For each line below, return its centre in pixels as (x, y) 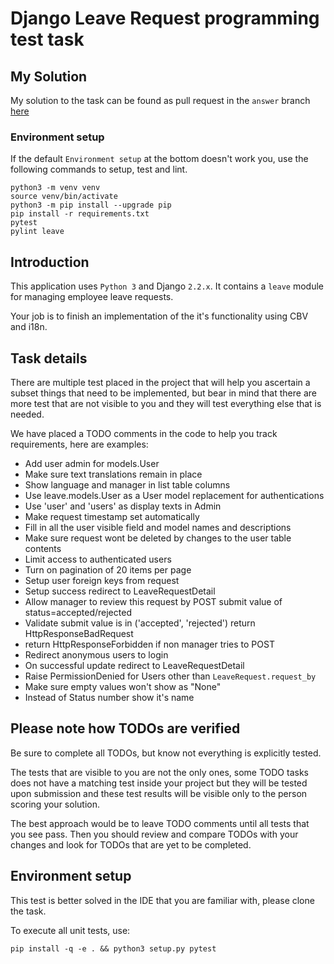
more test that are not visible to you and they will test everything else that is (166, 403)
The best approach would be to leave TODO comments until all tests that (160, 823)
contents (43, 548)
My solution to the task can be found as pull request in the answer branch (160, 100)
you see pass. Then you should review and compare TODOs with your (154, 834)
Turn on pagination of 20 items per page (108, 569)
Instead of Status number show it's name (109, 697)
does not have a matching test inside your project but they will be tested (159, 783)
